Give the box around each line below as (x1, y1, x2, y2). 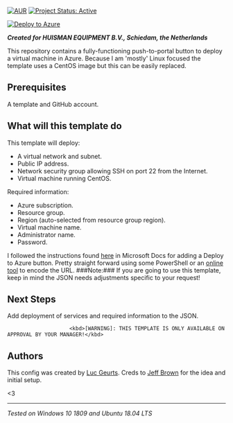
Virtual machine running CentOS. (17, 174, 112, 182)
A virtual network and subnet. (17, 152, 103, 160)
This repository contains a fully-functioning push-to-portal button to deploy (7, 47, 223, 55)
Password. (17, 238, 48, 246)
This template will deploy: (7, 139, 80, 147)
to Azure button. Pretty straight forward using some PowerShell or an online (7, 259, 224, 267)
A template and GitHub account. (7, 100, 99, 108)
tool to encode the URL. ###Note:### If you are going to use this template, (7, 266, 221, 274)
